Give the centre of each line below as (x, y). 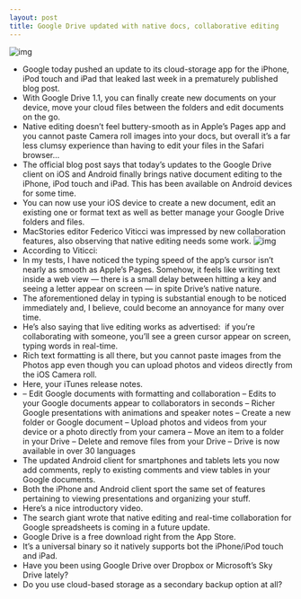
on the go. (41, 117)
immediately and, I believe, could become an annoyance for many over (153, 307)
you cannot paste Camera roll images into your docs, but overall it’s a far (156, 136)
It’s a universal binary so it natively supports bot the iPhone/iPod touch (153, 546)
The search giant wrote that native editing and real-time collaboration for (157, 517)
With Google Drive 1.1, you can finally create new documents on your (149, 97)
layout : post (34, 18)
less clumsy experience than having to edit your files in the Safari (143, 145)
